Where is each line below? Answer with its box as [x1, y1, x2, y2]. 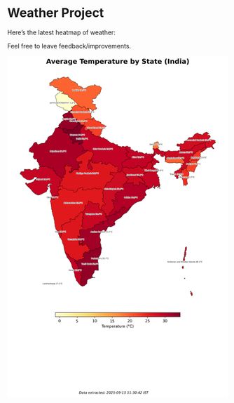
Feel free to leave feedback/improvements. [7, 41, 132, 50]
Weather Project [7, 5, 104, 21]
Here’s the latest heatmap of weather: [7, 28, 116, 37]
